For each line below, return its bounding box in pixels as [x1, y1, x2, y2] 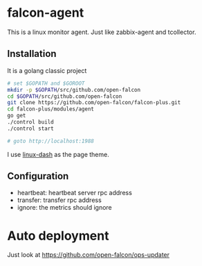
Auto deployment [7, 228, 109, 244]
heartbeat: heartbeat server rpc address [17, 189, 133, 197]
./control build [7, 119, 54, 126]
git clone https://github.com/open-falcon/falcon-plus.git [7, 99, 181, 106]
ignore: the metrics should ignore [17, 203, 112, 212]
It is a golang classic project [7, 66, 87, 74]
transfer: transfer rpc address [17, 196, 102, 204]
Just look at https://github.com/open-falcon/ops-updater [7, 251, 170, 259]
